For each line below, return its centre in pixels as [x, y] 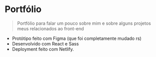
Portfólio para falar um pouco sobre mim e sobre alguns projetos [84, 23]
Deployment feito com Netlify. [43, 49]
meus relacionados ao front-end [50, 28]
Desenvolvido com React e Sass [45, 43]
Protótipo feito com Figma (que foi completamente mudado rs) [77, 38]
